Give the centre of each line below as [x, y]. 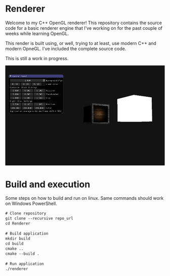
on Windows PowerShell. [31, 204]
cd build [14, 244]
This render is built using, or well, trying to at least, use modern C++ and [81, 43]
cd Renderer [18, 224]
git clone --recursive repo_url [39, 218]
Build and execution [48, 184]
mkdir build [18, 239]
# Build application [27, 234]
